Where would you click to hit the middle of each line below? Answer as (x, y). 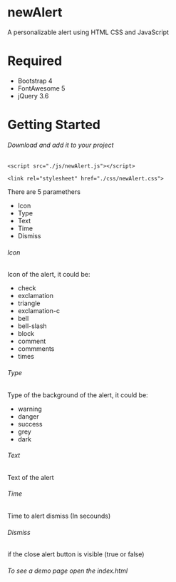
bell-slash (32, 326)
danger (28, 416)
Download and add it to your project (61, 145)
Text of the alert (31, 477)
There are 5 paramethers (44, 192)
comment (32, 341)
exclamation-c (39, 311)
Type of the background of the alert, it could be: (78, 395)
